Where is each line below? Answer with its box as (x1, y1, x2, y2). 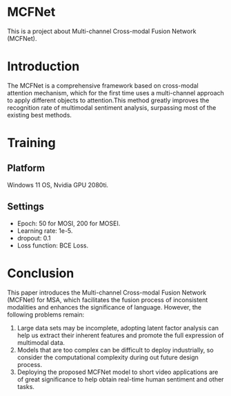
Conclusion (7, 265, 74, 281)
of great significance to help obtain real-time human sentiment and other (17, 375, 224, 384)
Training (7, 135, 57, 151)
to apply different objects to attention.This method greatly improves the (7, 96, 210, 104)
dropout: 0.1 (17, 234, 51, 242)
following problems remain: (7, 310, 85, 319)
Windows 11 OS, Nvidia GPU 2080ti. (7, 180, 109, 189)
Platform (7, 162, 46, 174)
